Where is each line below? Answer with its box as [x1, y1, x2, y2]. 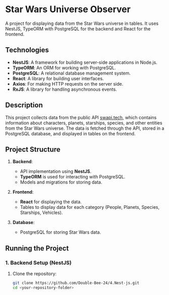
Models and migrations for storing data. [20, 179, 102, 186]
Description [5, 101, 43, 109]
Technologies [5, 46, 49, 54]
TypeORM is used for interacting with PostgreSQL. [20, 174, 126, 180]
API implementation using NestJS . [20, 168, 92, 174]
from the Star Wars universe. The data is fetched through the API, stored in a [5, 125, 164, 131]
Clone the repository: [12, 271, 57, 277]
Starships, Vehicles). [20, 209, 63, 216]
